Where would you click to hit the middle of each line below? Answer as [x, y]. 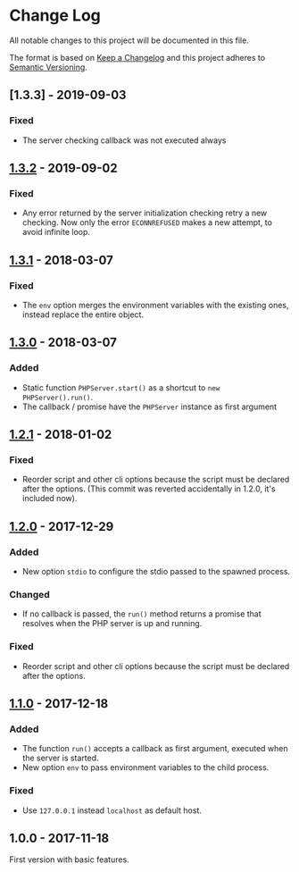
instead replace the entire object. [83, 314]
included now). [50, 499]
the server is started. [61, 758]
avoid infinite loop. [56, 232]
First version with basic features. [69, 859]
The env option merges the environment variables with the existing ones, [155, 305]
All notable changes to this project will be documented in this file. [129, 40]
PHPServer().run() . [58, 397]
